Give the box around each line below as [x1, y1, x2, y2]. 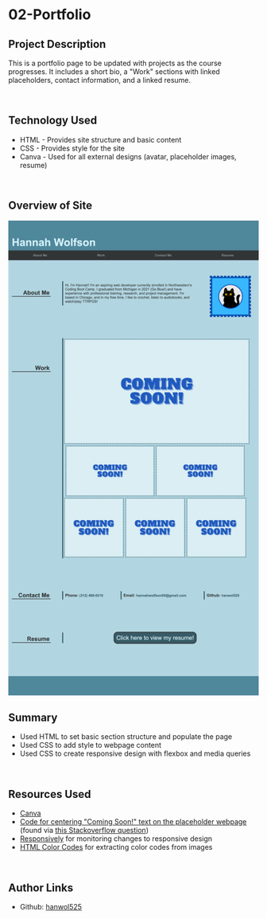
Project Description [8, 37, 106, 51]
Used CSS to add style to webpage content [19, 741, 161, 750]
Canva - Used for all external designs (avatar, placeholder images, [19, 151, 237, 161]
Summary [8, 710, 58, 724]
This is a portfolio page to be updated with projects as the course [8, 58, 222, 68]
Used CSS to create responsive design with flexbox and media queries [19, 749, 251, 758]
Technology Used [8, 114, 98, 127]
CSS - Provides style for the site [19, 143, 126, 153]
